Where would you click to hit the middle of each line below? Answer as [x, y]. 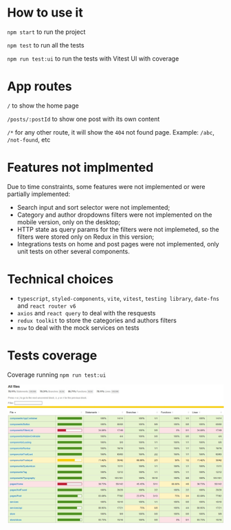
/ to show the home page [43, 106]
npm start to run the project [46, 32]
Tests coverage [52, 355]
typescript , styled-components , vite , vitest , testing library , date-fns [118, 298]
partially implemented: [39, 194]
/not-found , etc [29, 139]
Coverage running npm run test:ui [57, 375]
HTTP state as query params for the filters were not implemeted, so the [118, 229]
